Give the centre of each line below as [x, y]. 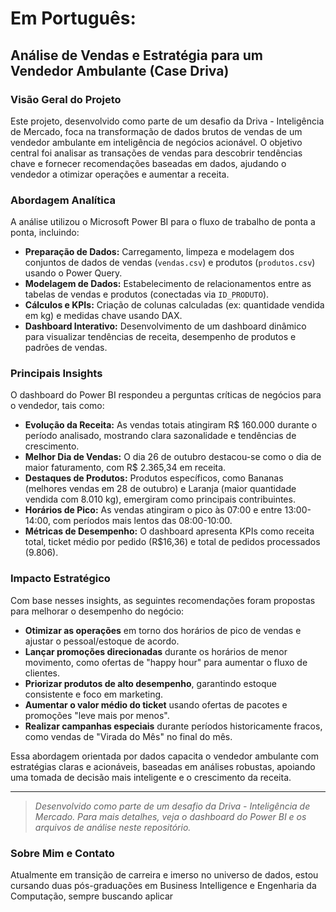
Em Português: [73, 18]
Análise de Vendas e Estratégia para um [137, 55]
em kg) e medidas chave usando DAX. [103, 316]
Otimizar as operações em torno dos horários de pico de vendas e [163, 630]
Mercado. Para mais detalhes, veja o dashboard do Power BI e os [170, 816]
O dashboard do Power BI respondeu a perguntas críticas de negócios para [166, 395]
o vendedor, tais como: [57, 406]
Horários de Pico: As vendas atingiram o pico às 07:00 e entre [153, 510]
